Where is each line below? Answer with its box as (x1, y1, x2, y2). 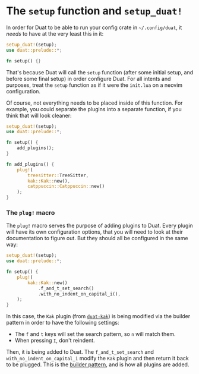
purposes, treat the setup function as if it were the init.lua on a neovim (6, 81, 183, 89)
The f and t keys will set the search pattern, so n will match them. (14, 331, 176, 338)
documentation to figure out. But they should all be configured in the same (6, 235, 188, 242)
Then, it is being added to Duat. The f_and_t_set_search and (6, 348, 154, 356)
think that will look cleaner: (6, 112, 72, 119)
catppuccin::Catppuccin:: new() (27, 183, 105, 190)
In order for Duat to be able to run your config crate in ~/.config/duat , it (6, 24, 182, 31)
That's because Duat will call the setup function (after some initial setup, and (6, 68, 194, 76)
